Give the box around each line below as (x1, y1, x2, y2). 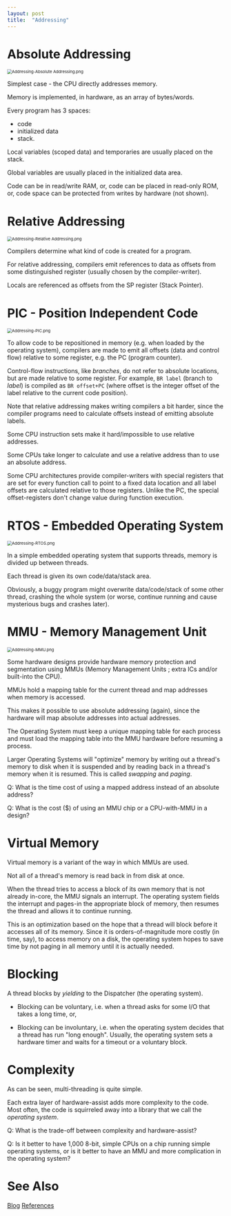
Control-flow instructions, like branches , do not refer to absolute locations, (7, 367, 219, 375)
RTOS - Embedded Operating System (7, 518, 224, 533)
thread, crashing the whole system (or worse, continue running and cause (7, 592, 217, 601)
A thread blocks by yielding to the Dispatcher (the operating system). (7, 989, 203, 997)
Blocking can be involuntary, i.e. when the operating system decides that (17, 1024, 224, 1032)
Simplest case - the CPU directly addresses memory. (7, 80, 158, 88)
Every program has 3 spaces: (7, 106, 91, 114)
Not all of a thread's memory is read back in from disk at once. (7, 872, 185, 880)
